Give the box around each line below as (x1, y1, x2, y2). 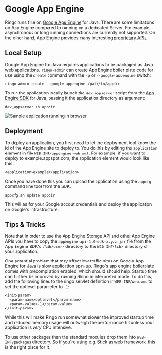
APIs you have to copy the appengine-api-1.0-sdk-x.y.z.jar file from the (5, 238, 151, 244)
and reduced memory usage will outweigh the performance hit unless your (5, 320, 154, 325)
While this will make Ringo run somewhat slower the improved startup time (5, 314, 154, 320)
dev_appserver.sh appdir (5, 104, 55, 109)
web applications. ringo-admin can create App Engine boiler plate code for (5, 67, 154, 73)
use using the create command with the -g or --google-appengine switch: (5, 72, 151, 78)
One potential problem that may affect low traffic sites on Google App (5, 258, 144, 264)
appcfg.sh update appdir (5, 193, 55, 198)
